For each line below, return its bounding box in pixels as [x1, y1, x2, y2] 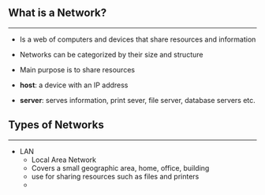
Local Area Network [31, 155, 97, 164]
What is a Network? [8, 6, 107, 20]
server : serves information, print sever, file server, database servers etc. [19, 95, 256, 105]
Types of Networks [8, 118, 104, 132]
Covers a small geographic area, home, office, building [31, 163, 210, 172]
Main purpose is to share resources [19, 64, 136, 74]
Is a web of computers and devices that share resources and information [19, 35, 256, 44]
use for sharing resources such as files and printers [31, 171, 200, 181]
